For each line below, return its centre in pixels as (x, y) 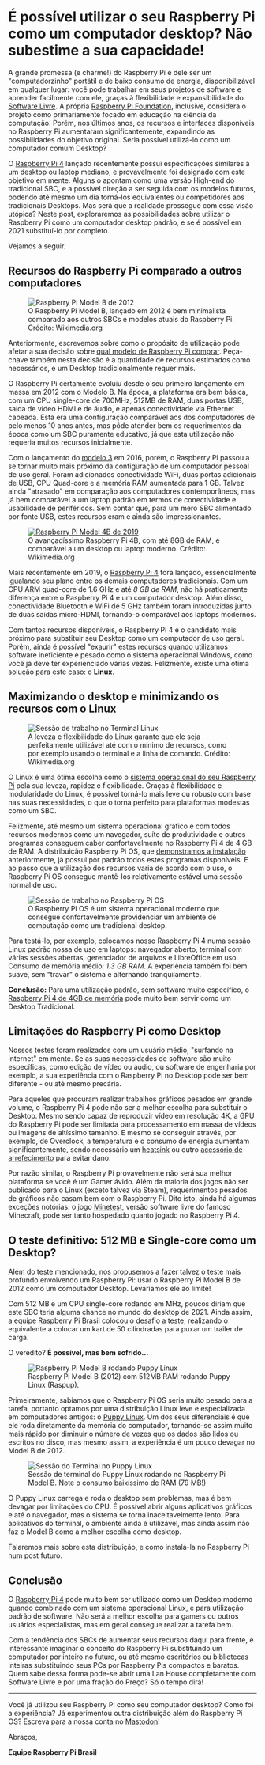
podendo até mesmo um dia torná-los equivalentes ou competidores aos (126, 197)
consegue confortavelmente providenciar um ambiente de (122, 917)
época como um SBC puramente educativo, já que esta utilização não (121, 434)
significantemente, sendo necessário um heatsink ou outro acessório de (125, 1150)
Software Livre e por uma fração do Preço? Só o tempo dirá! (106, 1682)
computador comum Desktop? (58, 148)
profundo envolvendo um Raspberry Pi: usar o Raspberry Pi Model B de (124, 1280)
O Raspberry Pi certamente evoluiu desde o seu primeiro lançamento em (126, 383)
